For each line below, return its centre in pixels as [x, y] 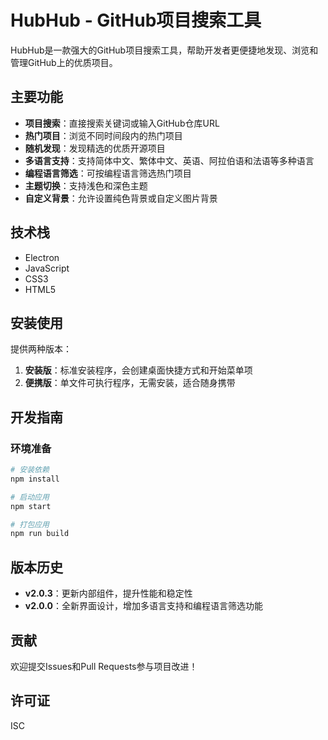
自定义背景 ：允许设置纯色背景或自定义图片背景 [121, 198]
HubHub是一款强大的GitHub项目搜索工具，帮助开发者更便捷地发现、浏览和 [164, 50]
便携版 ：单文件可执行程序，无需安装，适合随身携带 [130, 383]
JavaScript [47, 268]
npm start [31, 506]
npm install [35, 479]
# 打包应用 [30, 524]
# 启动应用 [30, 497]
